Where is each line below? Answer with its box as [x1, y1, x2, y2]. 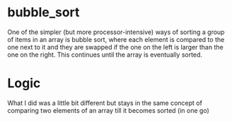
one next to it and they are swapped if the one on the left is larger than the [7, 43, 224, 51]
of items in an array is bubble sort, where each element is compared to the [7, 35, 225, 43]
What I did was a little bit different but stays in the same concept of [7, 99, 203, 107]
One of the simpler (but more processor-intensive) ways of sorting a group [7, 28, 225, 36]
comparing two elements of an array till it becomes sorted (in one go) [7, 106, 210, 114]
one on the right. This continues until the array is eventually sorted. [7, 50, 203, 59]
